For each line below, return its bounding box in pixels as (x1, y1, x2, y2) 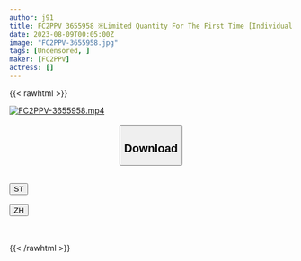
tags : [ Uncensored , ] (9, 47, 91, 56)
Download (124, 141, 178, 155)
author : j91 (9, 13, 54, 22)
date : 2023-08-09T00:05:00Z (9, 30, 115, 39)
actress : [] (9, 64, 54, 73)
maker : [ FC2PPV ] (9, 55, 70, 64)
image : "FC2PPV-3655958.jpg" (9, 38, 119, 48)
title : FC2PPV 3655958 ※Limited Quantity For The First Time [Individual (9, 22, 293, 30)
